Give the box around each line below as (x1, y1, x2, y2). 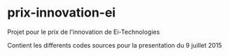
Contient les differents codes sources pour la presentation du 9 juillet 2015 (7, 41, 223, 49)
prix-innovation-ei (7, 5, 116, 21)
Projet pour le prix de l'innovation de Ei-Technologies (7, 28, 160, 36)
